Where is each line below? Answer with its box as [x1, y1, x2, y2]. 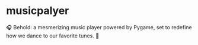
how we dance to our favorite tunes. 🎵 [6, 32, 100, 39]
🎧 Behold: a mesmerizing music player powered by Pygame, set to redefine [6, 23, 192, 30]
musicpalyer [6, 4, 69, 18]
